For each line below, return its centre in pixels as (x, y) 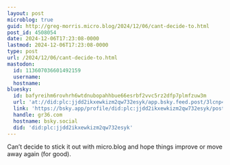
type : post (23, 52)
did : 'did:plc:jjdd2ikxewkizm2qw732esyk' (73, 127)
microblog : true (30, 20)
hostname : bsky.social (46, 121)
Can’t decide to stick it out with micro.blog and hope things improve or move (115, 147)
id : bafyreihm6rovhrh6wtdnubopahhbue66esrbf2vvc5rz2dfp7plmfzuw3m (110, 96)
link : (21, 108)
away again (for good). (39, 154)
